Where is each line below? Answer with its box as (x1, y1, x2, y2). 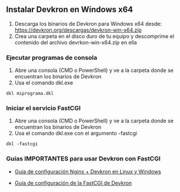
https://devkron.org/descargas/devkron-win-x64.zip (14, 26, 142, 33)
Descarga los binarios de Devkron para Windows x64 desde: (14, 20, 162, 27)
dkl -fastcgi (6, 141, 38, 147)
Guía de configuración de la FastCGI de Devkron (14, 179, 132, 186)
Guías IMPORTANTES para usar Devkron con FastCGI (6, 155, 161, 163)
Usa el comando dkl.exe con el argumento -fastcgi (14, 130, 137, 137)
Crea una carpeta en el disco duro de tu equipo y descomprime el (14, 32, 175, 40)
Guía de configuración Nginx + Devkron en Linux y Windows (14, 168, 162, 175)
